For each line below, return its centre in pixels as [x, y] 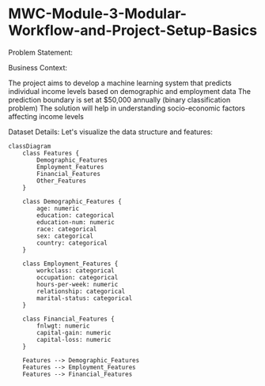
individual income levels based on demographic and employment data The [130, 91]
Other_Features [62, 181]
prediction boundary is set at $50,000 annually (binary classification [119, 99]
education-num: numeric [76, 222]
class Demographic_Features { [72, 201]
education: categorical [76, 215]
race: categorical [67, 229]
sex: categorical [65, 236]
